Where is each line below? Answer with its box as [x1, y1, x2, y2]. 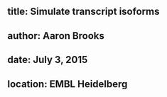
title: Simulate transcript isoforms [7, 6, 160, 18]
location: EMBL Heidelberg [7, 78, 128, 90]
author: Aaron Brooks [7, 30, 104, 42]
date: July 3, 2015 [7, 54, 88, 66]
